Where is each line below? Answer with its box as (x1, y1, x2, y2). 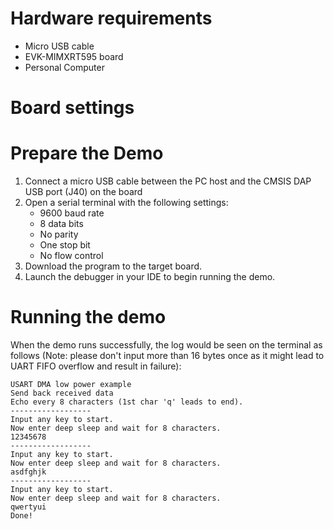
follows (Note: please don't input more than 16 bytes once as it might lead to (10, 350, 325, 361)
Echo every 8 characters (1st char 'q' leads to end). (10, 397, 244, 407)
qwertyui (10, 502, 47, 512)
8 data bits (39, 218, 84, 230)
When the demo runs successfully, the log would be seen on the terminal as (10, 339, 323, 351)
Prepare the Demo (10, 142, 164, 165)
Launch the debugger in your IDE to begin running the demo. (24, 271, 276, 283)
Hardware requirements (10, 7, 213, 30)
